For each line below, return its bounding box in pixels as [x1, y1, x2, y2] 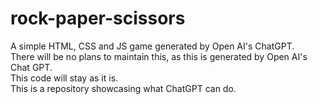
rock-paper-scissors [10, 7, 186, 30]
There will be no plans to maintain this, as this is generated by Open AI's [10, 50, 308, 62]
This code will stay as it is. [10, 72, 119, 84]
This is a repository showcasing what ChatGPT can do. [10, 82, 237, 94]
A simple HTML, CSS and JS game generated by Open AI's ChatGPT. [10, 40, 295, 52]
